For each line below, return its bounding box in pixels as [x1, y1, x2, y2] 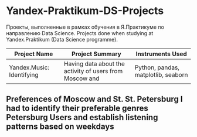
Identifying [9, 70, 39, 78]
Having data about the [63, 60, 125, 68]
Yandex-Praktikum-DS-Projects [6, 4, 164, 18]
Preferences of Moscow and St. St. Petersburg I [6, 94, 183, 104]
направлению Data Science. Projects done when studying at [6, 29, 154, 36]
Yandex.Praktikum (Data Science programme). [6, 36, 118, 43]
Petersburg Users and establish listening [6, 112, 158, 122]
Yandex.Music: [9, 63, 50, 71]
